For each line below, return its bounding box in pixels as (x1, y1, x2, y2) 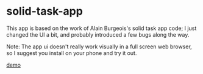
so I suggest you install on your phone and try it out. (6, 49, 137, 56)
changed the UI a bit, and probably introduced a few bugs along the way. (6, 31, 190, 38)
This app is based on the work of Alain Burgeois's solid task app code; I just (6, 24, 197, 32)
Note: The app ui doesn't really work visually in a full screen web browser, (6, 43, 192, 50)
